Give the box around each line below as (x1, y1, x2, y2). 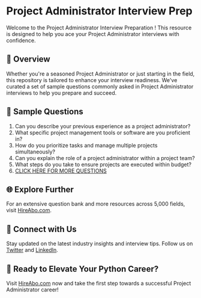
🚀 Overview (6, 54, 50, 64)
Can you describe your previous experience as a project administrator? (14, 122, 191, 130)
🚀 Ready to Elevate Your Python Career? (6, 264, 159, 274)
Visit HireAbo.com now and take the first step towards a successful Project (6, 280, 191, 287)
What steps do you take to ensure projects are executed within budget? (14, 161, 192, 168)
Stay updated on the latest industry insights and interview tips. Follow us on (6, 240, 193, 247)
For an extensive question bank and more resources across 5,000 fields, (6, 200, 185, 207)
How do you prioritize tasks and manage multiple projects (14, 142, 158, 149)
